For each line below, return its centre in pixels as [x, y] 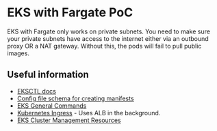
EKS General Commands [52, 105]
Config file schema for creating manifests [76, 98]
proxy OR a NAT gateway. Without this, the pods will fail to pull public [104, 46]
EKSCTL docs [36, 91]
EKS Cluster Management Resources [69, 120]
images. [18, 53]
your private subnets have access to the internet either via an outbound [108, 38]
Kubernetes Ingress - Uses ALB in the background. [89, 113]
